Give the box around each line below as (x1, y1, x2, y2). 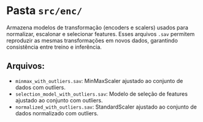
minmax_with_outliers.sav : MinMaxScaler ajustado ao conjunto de (15, 77, 183, 84)
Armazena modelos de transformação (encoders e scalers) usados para (6, 24, 189, 31)
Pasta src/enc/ (6, 4, 83, 18)
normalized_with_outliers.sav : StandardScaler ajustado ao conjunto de (15, 103, 197, 110)
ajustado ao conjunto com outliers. (15, 96, 103, 104)
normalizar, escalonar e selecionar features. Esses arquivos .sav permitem (6, 30, 195, 37)
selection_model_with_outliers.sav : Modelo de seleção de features (15, 90, 188, 98)
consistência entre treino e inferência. (6, 43, 102, 51)
